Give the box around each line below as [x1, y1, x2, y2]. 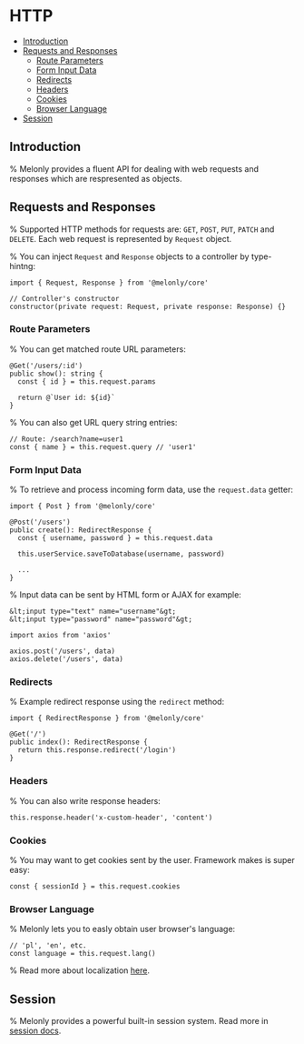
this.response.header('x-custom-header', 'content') [9, 813, 213, 822]
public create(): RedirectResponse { [9, 526, 152, 535]
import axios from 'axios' [9, 631, 112, 640]
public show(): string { [9, 369, 103, 378]
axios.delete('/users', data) [9, 655, 124, 664]
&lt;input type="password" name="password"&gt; [9, 615, 193, 624]
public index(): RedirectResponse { [9, 738, 148, 747]
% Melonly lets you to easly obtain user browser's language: [9, 924, 236, 935]
